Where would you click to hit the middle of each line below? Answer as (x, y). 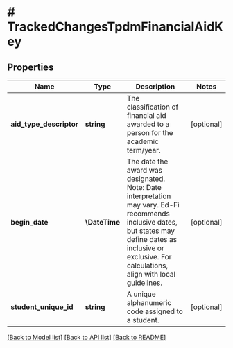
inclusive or (145, 248)
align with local (151, 274)
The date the (147, 162)
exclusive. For (149, 257)
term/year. (144, 150)
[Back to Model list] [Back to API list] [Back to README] (87, 337)
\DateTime (102, 222)
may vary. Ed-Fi (153, 205)
